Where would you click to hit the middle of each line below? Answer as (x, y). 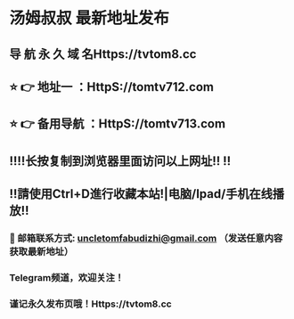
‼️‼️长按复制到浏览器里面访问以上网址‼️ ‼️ (120, 161)
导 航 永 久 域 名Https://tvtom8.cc (103, 54)
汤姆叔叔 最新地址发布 (89, 18)
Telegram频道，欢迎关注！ (67, 277)
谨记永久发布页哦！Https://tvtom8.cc (90, 304)
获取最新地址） (41, 252)
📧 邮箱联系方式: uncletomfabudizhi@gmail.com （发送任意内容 (146, 239)
